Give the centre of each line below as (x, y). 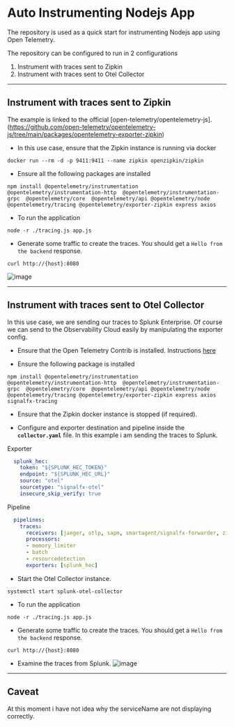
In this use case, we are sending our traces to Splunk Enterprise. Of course (115, 322)
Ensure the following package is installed (76, 364)
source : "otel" (42, 481)
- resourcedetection (55, 559)
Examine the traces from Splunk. (64, 663)
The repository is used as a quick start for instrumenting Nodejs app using (114, 32)
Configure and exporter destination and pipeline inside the (101, 427)
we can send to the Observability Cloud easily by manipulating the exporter (115, 329)
